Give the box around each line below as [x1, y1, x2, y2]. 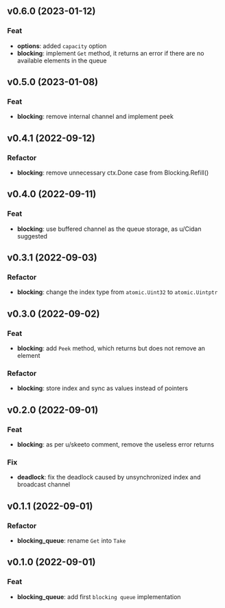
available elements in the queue [16, 56, 108, 65]
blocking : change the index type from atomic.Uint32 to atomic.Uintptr [16, 288, 218, 296]
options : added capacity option [16, 41, 107, 50]
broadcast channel [16, 480, 71, 488]
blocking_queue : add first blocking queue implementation [16, 592, 181, 600]
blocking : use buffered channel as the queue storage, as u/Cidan [16, 225, 202, 233]
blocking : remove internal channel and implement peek [16, 113, 174, 121]
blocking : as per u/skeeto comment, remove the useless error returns [16, 440, 215, 449]
